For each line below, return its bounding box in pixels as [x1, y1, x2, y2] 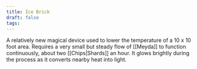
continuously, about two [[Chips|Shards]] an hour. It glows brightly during [6, 50, 190, 57]
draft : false [6, 15, 39, 21]
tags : [6, 20, 20, 26]
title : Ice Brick [6, 8, 50, 15]
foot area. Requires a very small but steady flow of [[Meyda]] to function [6, 43, 186, 50]
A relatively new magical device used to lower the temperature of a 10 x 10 [6, 37, 192, 44]
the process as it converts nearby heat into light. [6, 56, 127, 64]
